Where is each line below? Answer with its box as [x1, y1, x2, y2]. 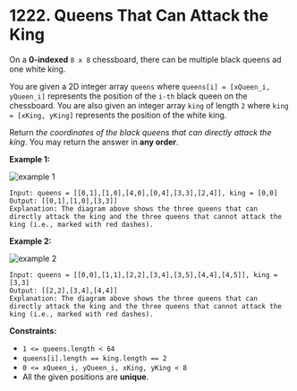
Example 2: [9, 235, 52, 247]
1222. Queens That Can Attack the [9, 5, 269, 26]
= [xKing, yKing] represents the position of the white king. [9, 109, 227, 120]
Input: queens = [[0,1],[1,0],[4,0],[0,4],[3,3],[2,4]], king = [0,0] [9, 188, 278, 197]
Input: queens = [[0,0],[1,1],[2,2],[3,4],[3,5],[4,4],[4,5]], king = [9, 270, 278, 279]
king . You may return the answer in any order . [9, 136, 179, 147]
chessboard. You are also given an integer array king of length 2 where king [9, 100, 289, 110]
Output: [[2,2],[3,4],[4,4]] [9, 286, 118, 295]
